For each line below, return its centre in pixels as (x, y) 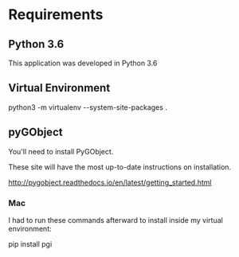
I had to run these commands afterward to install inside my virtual (116, 220)
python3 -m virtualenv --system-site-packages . (88, 107)
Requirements (56, 15)
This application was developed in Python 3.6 (83, 63)
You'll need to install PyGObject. (61, 151)
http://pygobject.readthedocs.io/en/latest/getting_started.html (110, 182)
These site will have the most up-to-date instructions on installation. (120, 167)
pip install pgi (30, 243)
